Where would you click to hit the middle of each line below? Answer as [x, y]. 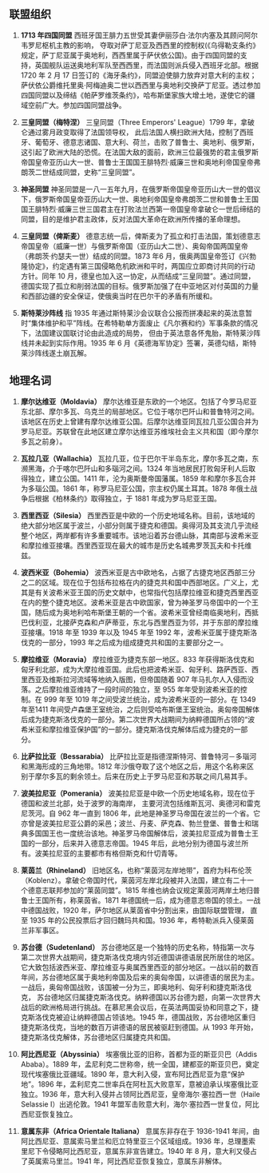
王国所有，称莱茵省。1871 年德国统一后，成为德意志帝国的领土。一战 [148, 900]
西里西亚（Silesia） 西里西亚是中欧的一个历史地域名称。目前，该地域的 [138, 515]
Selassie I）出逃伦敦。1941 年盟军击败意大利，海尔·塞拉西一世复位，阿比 [140, 1104]
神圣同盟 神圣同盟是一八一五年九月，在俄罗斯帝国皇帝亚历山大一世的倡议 [140, 189]
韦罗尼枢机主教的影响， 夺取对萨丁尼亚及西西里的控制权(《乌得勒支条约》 [140, 45]
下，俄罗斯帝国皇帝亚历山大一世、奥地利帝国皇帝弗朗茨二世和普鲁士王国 [139, 199]
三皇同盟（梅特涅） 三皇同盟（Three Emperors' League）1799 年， [131, 122]
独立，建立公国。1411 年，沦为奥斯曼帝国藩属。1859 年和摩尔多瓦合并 [142, 478]
